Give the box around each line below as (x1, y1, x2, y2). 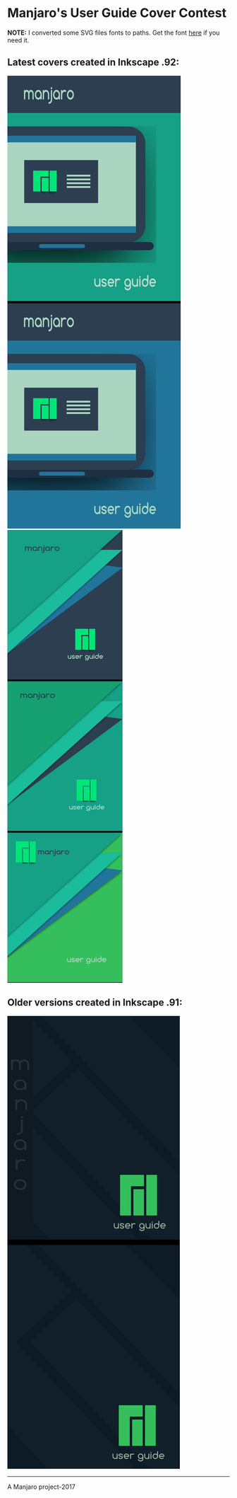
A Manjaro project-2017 (7, 1482, 75, 1491)
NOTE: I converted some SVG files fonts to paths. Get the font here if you (7, 28, 220, 37)
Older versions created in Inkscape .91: (7, 996, 183, 1009)
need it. (7, 35, 30, 44)
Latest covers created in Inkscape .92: (7, 57, 180, 69)
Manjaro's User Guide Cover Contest (7, 5, 227, 21)
